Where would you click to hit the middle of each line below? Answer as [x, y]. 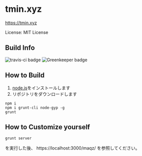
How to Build [25, 75]
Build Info [20, 48]
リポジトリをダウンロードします [44, 94]
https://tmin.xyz [21, 23]
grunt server [18, 138]
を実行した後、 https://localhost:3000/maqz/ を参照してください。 [72, 148]
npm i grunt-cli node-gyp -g [35, 108]
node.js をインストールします [41, 88]
